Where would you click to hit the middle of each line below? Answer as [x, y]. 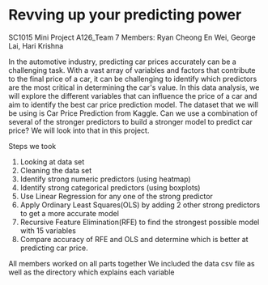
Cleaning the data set [56, 170]
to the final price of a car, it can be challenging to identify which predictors [133, 79]
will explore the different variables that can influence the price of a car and [133, 96]
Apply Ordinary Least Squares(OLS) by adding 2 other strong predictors [140, 205]
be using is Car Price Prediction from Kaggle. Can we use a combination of [133, 113]
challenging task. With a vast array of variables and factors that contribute [132, 70]
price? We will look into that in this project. [79, 130]
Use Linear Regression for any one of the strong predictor [116, 196]
